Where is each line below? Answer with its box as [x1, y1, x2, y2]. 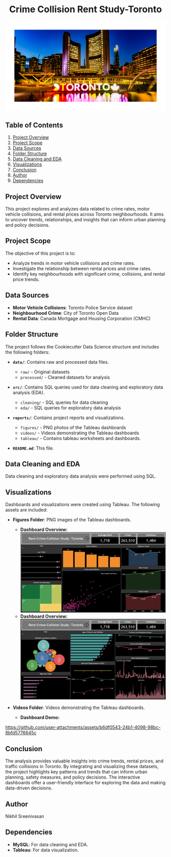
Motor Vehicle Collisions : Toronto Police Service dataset [12, 304, 133, 311]
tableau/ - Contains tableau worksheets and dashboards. [20, 435, 141, 441]
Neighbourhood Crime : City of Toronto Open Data [12, 310, 119, 316]
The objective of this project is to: [5, 250, 76, 256]
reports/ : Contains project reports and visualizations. [12, 415, 125, 421]
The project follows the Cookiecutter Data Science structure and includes [5, 343, 159, 349]
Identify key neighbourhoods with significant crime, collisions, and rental [12, 271, 165, 277]
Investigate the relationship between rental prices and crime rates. [12, 265, 152, 272]
